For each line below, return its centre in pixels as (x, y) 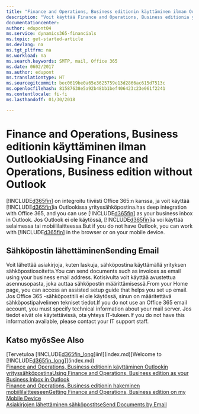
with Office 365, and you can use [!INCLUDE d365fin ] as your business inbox (99, 213)
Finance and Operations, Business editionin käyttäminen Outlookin (87, 367)
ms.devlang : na (25, 45)
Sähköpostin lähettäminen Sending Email (83, 250)
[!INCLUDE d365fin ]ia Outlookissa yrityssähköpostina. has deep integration (97, 207)
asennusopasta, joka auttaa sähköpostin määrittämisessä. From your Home (97, 284)
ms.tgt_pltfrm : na (29, 50)
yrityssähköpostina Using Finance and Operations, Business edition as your (97, 373)
